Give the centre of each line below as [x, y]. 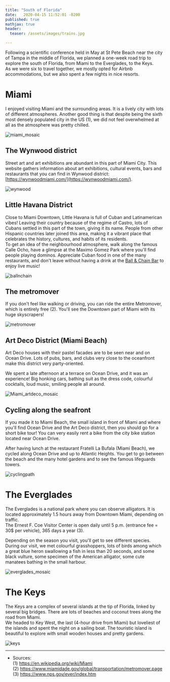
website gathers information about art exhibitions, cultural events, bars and [83, 168]
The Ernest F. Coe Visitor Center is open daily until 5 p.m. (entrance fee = [82, 525]
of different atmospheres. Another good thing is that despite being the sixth [84, 114]
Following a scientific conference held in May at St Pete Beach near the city [84, 52]
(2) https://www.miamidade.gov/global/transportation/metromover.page [88, 668]
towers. [13, 464]
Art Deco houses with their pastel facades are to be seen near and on [78, 353]
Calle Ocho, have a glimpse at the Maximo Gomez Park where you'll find [80, 250]
